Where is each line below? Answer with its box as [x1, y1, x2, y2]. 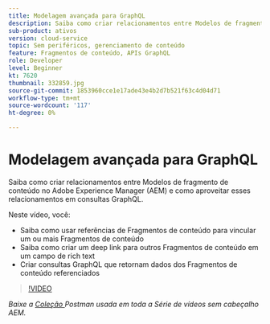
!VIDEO [27, 283, 52, 293]
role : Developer [8, 57, 63, 65]
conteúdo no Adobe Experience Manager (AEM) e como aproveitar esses [8, 186, 251, 195]
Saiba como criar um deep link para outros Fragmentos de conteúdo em [19, 242, 259, 252]
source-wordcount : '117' [8, 101, 92, 109]
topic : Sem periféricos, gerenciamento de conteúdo [8, 42, 185, 50]
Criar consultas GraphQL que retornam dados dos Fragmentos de [19, 259, 238, 269]
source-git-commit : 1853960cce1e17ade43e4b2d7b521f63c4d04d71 [8, 86, 221, 95]
